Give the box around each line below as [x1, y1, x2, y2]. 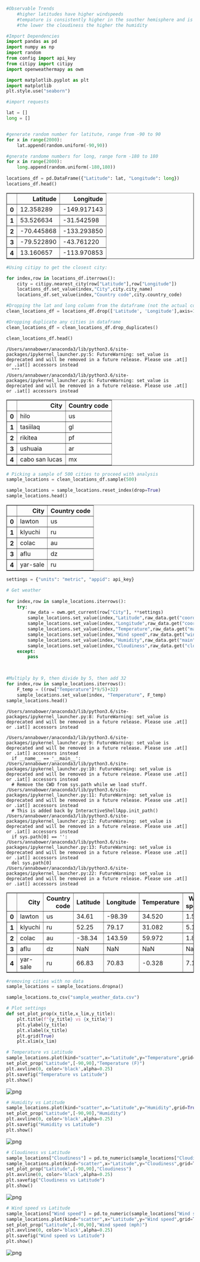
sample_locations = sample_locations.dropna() [6, 984, 124, 990]
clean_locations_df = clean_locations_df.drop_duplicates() [6, 324, 159, 331]
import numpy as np [6, 44, 55, 50]
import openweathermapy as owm [6, 66, 84, 72]
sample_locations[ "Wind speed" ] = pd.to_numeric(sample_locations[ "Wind [6, 1211, 190, 1217]
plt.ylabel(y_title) [17, 1021, 68, 1028]
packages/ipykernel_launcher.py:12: [6, 818, 97, 824]
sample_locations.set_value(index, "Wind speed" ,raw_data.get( [27, 632, 185, 638]
